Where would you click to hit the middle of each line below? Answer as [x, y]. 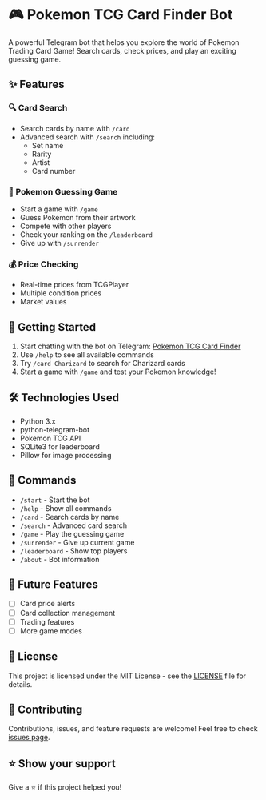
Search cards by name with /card [75, 128]
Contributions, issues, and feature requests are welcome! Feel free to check [133, 729]
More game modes [51, 631]
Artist [41, 162]
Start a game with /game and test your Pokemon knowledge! [118, 372]
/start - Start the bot [55, 500]
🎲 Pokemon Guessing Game [63, 191]
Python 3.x [38, 421]
